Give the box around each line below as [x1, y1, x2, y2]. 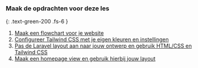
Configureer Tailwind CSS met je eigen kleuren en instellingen [14, 36, 169, 43]
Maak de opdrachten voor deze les [5, 4, 110, 13]
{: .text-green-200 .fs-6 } [5, 18, 68, 25]
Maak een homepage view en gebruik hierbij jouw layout [14, 55, 156, 63]
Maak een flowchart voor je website [14, 29, 104, 37]
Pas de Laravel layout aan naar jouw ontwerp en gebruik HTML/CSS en [14, 42, 192, 49]
